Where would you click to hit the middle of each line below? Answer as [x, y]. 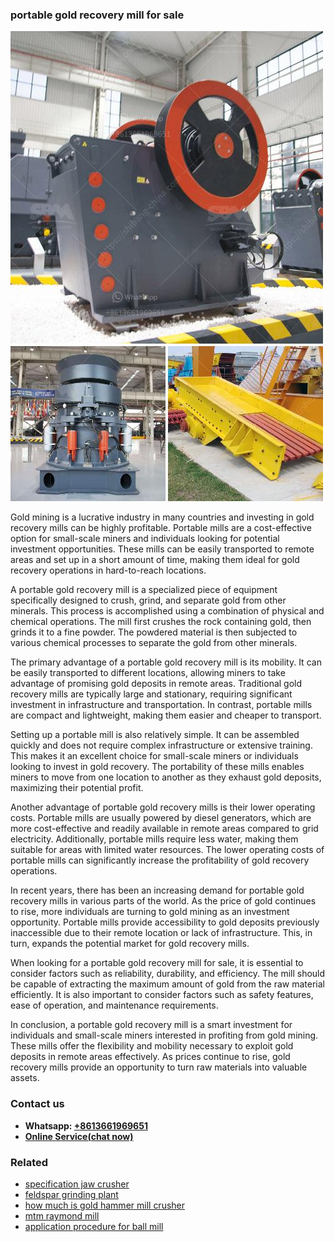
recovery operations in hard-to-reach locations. [108, 570]
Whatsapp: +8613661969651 [86, 1125]
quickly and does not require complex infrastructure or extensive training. [161, 745]
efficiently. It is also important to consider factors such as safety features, [162, 995]
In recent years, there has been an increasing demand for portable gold [157, 890]
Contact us [37, 1104]
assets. [25, 1078]
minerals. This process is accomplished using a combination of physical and [167, 611]
